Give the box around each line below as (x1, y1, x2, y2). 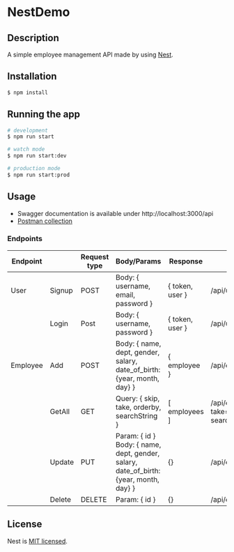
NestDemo (7, 4, 70, 20)
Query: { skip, (116, 393, 160, 403)
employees (168, 406, 204, 416)
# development (7, 127, 49, 134)
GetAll (49, 406, 70, 416)
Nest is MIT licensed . (7, 537, 68, 545)
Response (169, 256, 203, 266)
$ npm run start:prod (7, 171, 70, 178)
